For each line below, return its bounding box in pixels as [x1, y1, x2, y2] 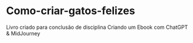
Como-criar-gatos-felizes [6, 4, 136, 18]
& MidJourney [6, 29, 40, 37]
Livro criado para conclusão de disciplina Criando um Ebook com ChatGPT [6, 24, 188, 31]
